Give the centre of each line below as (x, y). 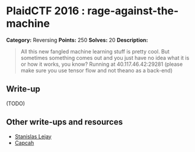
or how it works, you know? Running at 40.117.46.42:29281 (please (102, 64)
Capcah (24, 142)
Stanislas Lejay (33, 136)
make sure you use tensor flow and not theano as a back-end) (97, 70)
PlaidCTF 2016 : (46, 11)
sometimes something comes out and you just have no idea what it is (105, 58)
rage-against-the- (133, 11)
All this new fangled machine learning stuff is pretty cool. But (95, 51)
